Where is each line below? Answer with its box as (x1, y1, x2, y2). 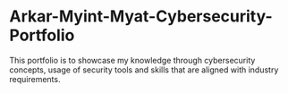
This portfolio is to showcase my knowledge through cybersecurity (9, 55, 256, 65)
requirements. (9, 73, 61, 84)
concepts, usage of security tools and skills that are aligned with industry (9, 64, 279, 75)
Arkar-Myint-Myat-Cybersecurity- (9, 6, 273, 27)
